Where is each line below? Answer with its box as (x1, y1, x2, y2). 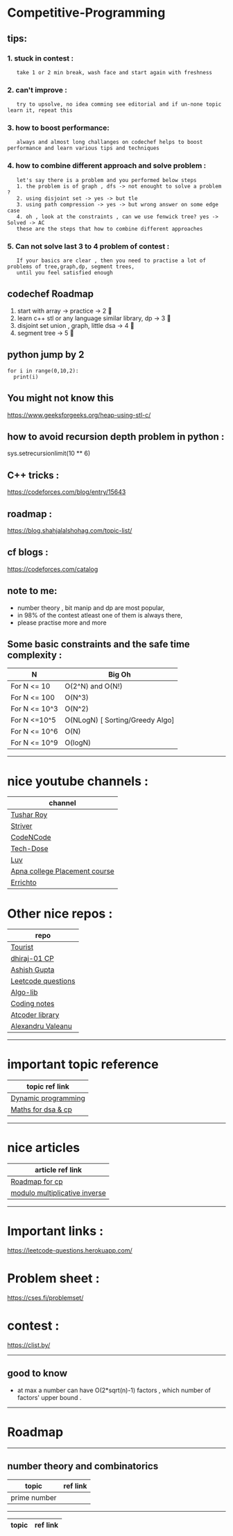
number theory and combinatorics (7, 1460, 159, 1472)
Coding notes (10, 999, 55, 1009)
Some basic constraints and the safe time (7, 638, 191, 650)
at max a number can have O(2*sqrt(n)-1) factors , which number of (17, 1386, 212, 1394)
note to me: (7, 585, 58, 597)
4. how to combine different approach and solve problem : (7, 161, 207, 171)
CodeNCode (10, 832, 51, 842)
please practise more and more (17, 618, 107, 627)
